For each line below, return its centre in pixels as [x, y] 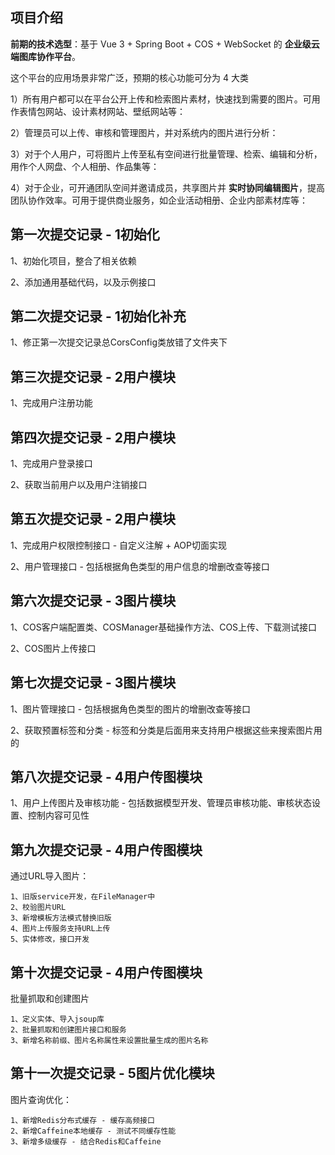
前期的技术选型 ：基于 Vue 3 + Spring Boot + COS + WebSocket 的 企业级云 [165, 44]
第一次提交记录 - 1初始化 [85, 234]
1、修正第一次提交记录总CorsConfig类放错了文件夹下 [119, 342]
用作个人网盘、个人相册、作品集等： [85, 166]
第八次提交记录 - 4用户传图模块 [106, 776]
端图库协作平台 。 [45, 56]
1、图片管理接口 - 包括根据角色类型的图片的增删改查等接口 [131, 709]
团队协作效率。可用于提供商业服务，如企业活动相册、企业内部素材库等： [159, 200]
